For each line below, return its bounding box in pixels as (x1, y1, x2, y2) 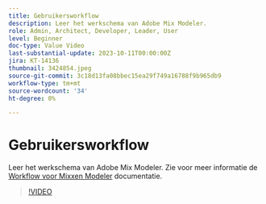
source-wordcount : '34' (8, 86, 89, 95)
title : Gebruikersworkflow (8, 11, 99, 20)
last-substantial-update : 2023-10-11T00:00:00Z (8, 49, 172, 57)
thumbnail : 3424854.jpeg (8, 65, 92, 73)
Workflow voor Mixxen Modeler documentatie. (8, 171, 163, 181)
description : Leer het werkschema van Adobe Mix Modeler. (8, 19, 207, 27)
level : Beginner (8, 34, 63, 43)
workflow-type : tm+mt (8, 79, 81, 87)
